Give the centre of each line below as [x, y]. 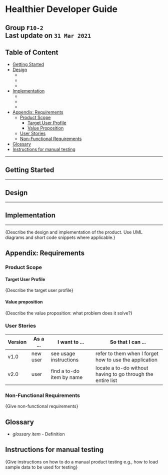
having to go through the [124, 374]
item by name [67, 377]
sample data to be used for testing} [41, 467]
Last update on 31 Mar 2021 [48, 35]
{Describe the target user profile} [39, 290]
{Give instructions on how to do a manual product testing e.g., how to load [82, 461]
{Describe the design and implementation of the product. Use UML [74, 232]
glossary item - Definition [38, 434]
